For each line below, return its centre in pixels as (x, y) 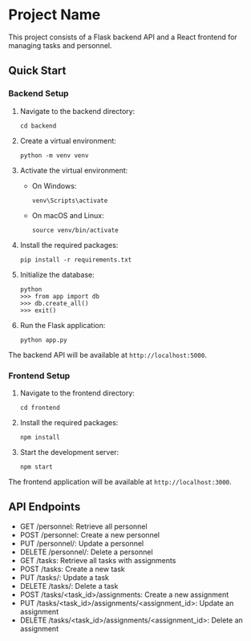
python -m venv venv (54, 155)
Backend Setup (39, 94)
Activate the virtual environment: (74, 170)
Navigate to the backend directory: (77, 111)
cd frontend (40, 408)
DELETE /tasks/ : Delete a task (69, 586)
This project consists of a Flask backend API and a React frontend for (123, 37)
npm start (36, 467)
